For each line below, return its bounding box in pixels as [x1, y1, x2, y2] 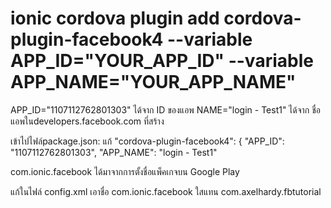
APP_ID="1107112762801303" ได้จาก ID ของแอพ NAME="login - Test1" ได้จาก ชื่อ [10, 103, 322, 116]
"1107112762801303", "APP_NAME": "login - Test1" [10, 146, 218, 158]
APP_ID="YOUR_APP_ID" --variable [10, 50, 314, 72]
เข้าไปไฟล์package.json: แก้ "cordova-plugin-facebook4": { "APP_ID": [10, 135, 285, 147]
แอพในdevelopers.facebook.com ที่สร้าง [10, 115, 165, 127]
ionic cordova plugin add [10, 7, 220, 30]
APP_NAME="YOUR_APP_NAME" [10, 71, 297, 94]
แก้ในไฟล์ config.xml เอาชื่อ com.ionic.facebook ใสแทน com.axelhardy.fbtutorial [10, 185, 322, 197]
